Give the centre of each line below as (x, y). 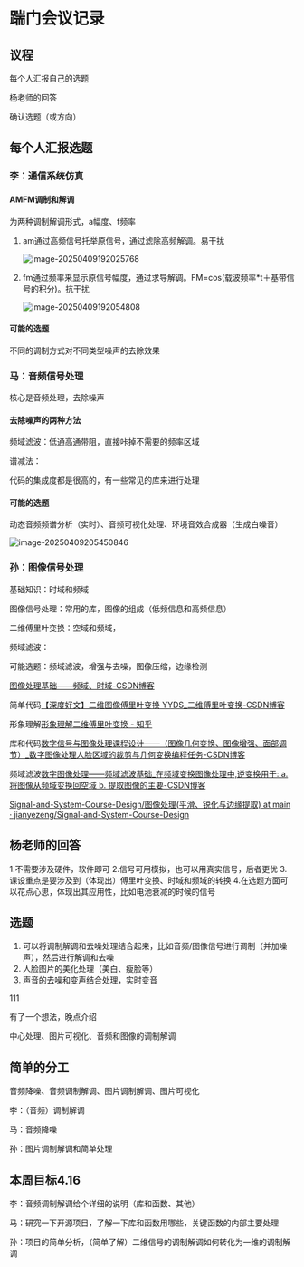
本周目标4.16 (45, 1180)
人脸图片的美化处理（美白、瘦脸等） (90, 969)
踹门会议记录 (57, 19)
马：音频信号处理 (47, 376)
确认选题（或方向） (45, 117)
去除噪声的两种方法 (45, 420)
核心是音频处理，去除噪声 (57, 398)
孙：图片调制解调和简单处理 (61, 1149)
